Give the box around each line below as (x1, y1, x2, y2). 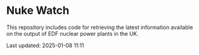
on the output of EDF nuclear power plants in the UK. (6, 30, 139, 37)
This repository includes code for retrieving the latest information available (6, 24, 194, 31)
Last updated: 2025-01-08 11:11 (6, 42, 84, 49)
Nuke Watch (6, 4, 70, 18)
